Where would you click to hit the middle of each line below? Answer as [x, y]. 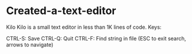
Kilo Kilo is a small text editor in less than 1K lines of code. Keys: [84, 27]
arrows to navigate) [30, 45]
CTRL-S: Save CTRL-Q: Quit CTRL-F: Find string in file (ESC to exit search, [96, 38]
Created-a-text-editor [61, 11]
